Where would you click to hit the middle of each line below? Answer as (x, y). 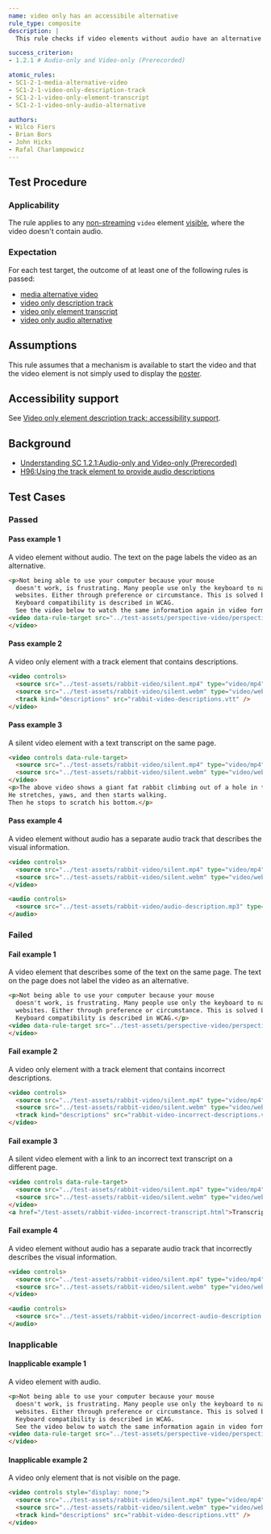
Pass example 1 (35, 539)
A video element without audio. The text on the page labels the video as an (133, 557)
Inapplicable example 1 (48, 1364)
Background (40, 444)
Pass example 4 (35, 821)
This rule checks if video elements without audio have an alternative (139, 38)
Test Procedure (48, 182)
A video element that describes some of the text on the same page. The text (135, 972)
